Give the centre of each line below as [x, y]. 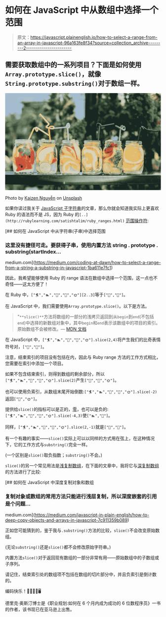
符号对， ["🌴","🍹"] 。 [26, 347]
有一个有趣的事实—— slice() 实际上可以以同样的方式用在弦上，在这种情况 [80, 439]
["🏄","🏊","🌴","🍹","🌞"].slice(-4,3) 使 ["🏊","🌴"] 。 [59, 416]
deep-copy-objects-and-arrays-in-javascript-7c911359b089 [66, 520]
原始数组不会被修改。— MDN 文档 [52, 329]
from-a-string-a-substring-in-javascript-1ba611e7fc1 [58, 268]
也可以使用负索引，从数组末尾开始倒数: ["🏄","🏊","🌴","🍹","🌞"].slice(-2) [81, 392]
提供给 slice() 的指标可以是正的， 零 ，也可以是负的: [57, 409]
